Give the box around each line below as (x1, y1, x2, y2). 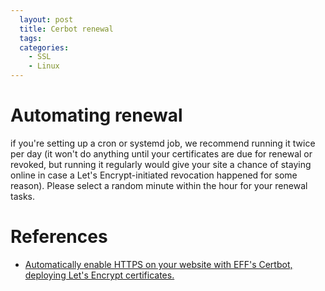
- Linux (28, 61, 60, 71)
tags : (19, 33, 43, 43)
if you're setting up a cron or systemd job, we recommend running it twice (10, 137, 316, 149)
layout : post (19, 14, 74, 25)
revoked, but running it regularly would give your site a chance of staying (10, 158, 312, 170)
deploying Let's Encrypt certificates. (24, 269, 175, 281)
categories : (19, 42, 70, 53)
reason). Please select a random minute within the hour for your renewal (10, 179, 308, 191)
